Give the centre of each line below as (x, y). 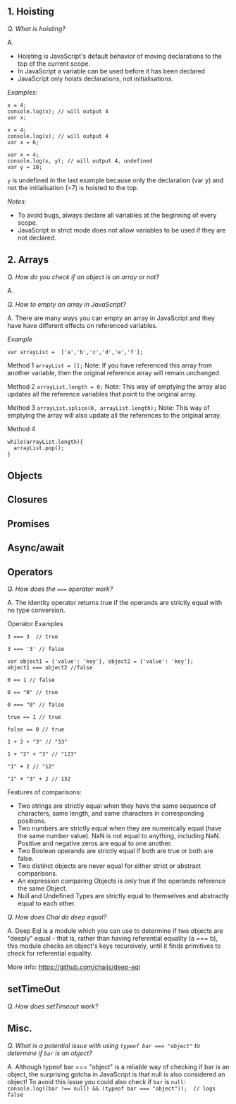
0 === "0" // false (36, 705)
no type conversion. (36, 610)
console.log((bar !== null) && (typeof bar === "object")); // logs (112, 1088)
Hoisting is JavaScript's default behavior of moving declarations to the (119, 56)
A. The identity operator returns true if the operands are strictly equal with (115, 603)
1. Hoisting (31, 12)
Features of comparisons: (45, 792)
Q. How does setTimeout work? (53, 1006)
